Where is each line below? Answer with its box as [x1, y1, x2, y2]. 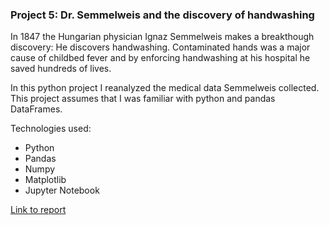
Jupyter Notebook [24, 184, 100, 197]
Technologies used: [10, 123, 92, 135]
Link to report [10, 204, 67, 216]
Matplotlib [24, 174, 67, 186]
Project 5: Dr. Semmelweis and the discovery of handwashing [10, 8, 315, 22]
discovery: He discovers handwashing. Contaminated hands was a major [10, 41, 311, 53]
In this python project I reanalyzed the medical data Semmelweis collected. [10, 82, 320, 94]
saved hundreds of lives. [10, 63, 112, 75]
